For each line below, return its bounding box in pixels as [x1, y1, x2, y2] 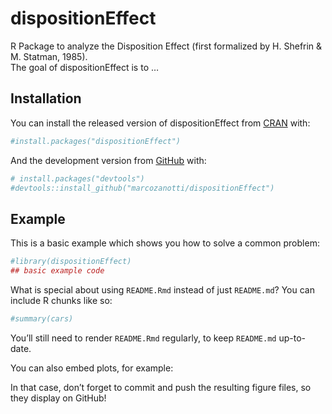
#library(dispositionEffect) [10, 257, 132, 267]
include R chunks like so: [10, 294, 113, 306]
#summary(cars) [10, 313, 74, 324]
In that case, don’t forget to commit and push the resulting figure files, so [10, 381, 312, 393]
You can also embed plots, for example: [10, 362, 174, 374]
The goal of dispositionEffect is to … [10, 61, 160, 73]
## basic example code [10, 266, 105, 276]
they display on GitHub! [10, 392, 107, 404]
